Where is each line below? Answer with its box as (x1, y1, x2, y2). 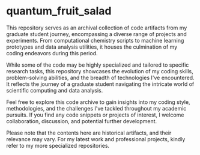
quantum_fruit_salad (6, 4, 112, 18)
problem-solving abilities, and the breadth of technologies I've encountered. (6, 74, 195, 81)
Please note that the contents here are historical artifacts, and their (6, 129, 172, 136)
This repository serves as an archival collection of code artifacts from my (6, 24, 187, 31)
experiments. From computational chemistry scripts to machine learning (6, 37, 184, 44)
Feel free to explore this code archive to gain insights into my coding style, (6, 98, 190, 106)
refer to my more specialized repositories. (6, 142, 110, 149)
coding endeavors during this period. (6, 49, 98, 56)
